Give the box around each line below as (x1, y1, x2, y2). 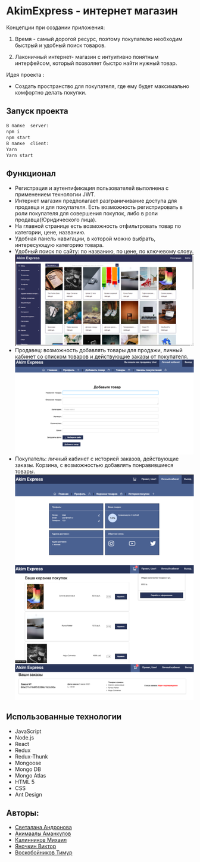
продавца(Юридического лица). (14, 216, 97, 223)
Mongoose (14, 759, 42, 766)
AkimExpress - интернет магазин (6, 4, 178, 18)
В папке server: (6, 123, 49, 128)
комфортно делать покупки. (14, 89, 87, 96)
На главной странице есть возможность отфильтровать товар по (14, 222, 182, 230)
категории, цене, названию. (14, 228, 86, 236)
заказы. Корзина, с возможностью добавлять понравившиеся (14, 462, 174, 469)
